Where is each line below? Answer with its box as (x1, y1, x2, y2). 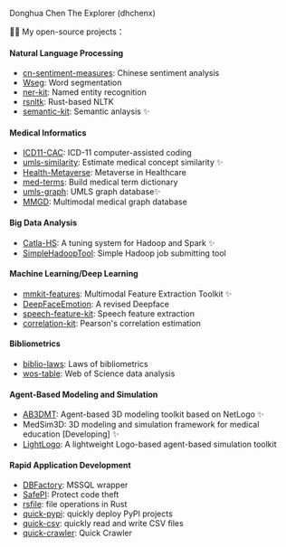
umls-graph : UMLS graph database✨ (22, 186, 161, 197)
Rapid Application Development (9, 459, 131, 470)
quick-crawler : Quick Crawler (22, 528, 133, 539)
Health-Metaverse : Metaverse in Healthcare (22, 167, 187, 178)
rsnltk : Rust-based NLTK (22, 97, 115, 108)
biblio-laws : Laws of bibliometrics (22, 359, 148, 370)
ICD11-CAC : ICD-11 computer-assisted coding (22, 147, 192, 158)
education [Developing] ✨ (22, 429, 119, 439)
